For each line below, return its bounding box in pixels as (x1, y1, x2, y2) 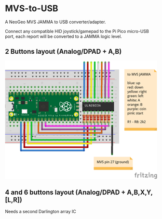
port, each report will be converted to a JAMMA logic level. (5, 33, 122, 39)
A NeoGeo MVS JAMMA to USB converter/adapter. (5, 19, 106, 25)
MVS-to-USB (5, 3, 59, 14)
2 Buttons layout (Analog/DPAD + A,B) (5, 47, 122, 56)
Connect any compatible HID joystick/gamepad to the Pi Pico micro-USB (5, 28, 149, 34)
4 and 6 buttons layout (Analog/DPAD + (5, 188, 126, 196)
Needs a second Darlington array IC (5, 209, 76, 215)
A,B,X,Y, (127, 188, 153, 196)
